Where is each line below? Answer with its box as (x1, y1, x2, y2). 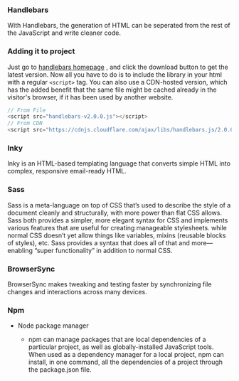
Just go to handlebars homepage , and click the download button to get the (7, 63, 229, 71)
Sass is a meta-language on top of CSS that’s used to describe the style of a (7, 200, 231, 209)
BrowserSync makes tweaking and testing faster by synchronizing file (7, 279, 212, 289)
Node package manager (17, 321, 89, 330)
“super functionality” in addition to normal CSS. (34, 246, 173, 254)
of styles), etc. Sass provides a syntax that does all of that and (7, 238, 191, 247)
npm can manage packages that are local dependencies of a (28, 336, 206, 344)
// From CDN (7, 119, 43, 127)
